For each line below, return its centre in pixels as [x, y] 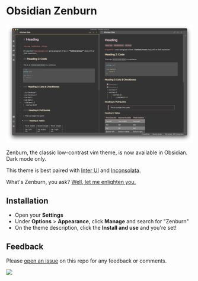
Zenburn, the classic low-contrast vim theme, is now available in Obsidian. [97, 152]
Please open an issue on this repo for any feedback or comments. [87, 261]
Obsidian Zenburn [52, 11]
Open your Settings [39, 215]
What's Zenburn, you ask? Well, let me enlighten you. [71, 182]
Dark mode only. [26, 159]
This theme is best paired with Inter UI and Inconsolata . [74, 170]
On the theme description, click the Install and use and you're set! [95, 228]
